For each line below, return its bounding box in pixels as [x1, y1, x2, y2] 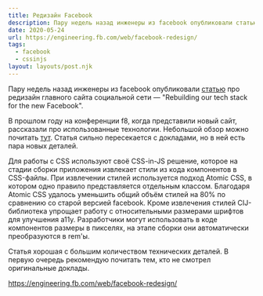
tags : [8, 41, 26, 49]
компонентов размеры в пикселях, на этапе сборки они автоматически [8, 223, 249, 232]
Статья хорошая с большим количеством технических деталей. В [8, 247, 229, 256]
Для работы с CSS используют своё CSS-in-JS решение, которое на [8, 156, 239, 166]
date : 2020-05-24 [8, 26, 65, 34]
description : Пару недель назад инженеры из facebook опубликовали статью [8, 19, 258, 27]
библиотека [8, 206, 48, 216]
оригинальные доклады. [8, 263, 90, 272]
